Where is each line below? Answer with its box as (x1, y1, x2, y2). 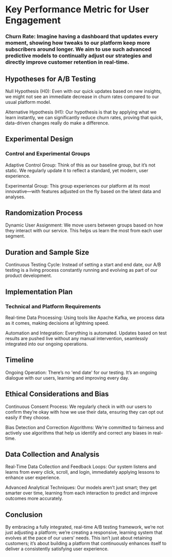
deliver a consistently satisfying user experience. (5, 546, 109, 552)
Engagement (5, 14, 61, 26)
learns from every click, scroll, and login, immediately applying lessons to (5, 469, 160, 475)
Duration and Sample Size (5, 248, 90, 256)
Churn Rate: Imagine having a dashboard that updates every (5, 33, 158, 40)
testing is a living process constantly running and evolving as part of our (5, 267, 158, 273)
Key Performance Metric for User (5, 4, 149, 15)
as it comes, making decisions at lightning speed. (5, 320, 110, 326)
